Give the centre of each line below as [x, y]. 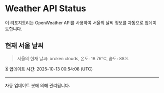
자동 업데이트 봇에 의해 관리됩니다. [38, 85]
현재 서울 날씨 [24, 46]
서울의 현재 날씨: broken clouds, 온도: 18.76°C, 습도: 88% [73, 58]
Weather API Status [46, 9]
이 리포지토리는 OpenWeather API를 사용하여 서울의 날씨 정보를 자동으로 [74, 23]
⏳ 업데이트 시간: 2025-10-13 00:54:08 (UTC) [49, 69]
